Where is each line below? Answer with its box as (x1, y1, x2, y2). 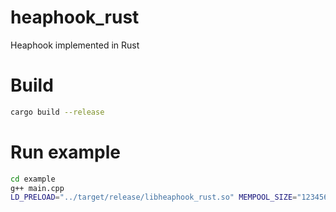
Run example (10, 141, 121, 163)
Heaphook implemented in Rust (10, 39, 140, 51)
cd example (10, 174, 56, 184)
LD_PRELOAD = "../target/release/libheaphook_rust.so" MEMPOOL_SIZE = (10, 192, 298, 203)
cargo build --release (10, 107, 105, 117)
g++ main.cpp (10, 183, 65, 193)
